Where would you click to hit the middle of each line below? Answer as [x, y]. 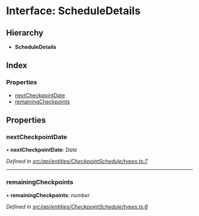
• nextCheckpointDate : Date [42, 150]
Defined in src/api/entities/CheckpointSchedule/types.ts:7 [77, 162]
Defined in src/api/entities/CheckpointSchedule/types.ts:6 [77, 207]
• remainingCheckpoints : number [48, 195]
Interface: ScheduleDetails [73, 11]
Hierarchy [25, 33]
